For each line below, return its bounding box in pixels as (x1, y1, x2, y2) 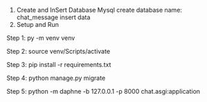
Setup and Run (16, 21, 60, 28)
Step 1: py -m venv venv (6, 34, 75, 42)
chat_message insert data (16, 13, 91, 21)
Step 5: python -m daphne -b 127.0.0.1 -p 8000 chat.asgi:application (6, 88, 201, 95)
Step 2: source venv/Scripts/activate (6, 48, 111, 55)
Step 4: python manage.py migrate (6, 74, 106, 82)
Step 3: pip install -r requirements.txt (6, 61, 111, 68)
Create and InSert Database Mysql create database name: (16, 6, 183, 14)
